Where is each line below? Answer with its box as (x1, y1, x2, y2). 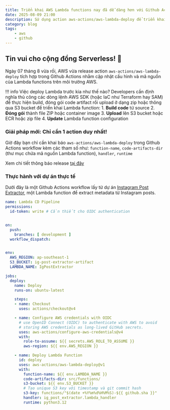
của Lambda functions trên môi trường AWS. (5, 79, 98, 85)
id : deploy (18, 358, 42, 363)
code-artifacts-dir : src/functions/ (23, 376, 101, 382)
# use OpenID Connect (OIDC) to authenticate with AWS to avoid (18, 320, 157, 325)
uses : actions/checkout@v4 (18, 306, 76, 312)
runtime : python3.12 (23, 400, 67, 405)
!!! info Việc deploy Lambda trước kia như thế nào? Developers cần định (5, 88, 154, 94)
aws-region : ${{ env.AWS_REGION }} (23, 344, 99, 349)
